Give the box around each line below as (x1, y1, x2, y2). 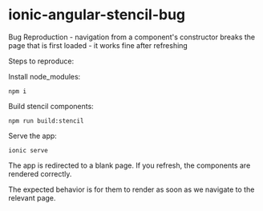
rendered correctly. (8, 168, 72, 178)
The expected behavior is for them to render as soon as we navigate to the (8, 185, 255, 194)
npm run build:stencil (8, 116, 84, 125)
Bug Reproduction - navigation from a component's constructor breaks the (8, 32, 256, 42)
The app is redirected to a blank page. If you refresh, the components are (8, 160, 251, 170)
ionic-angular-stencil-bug (8, 6, 186, 24)
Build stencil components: (8, 101, 94, 111)
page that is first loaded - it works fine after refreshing (8, 40, 188, 50)
